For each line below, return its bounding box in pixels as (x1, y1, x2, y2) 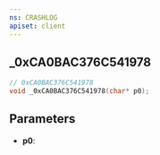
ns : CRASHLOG (9, 13, 58, 22)
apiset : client (9, 22, 66, 30)
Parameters (9, 111, 76, 126)
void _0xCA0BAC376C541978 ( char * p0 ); (9, 87, 150, 96)
